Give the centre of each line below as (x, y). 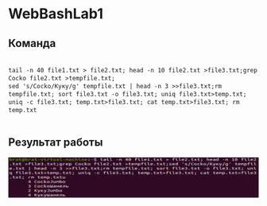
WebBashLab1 (56, 14)
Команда (32, 43)
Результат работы (56, 143)
